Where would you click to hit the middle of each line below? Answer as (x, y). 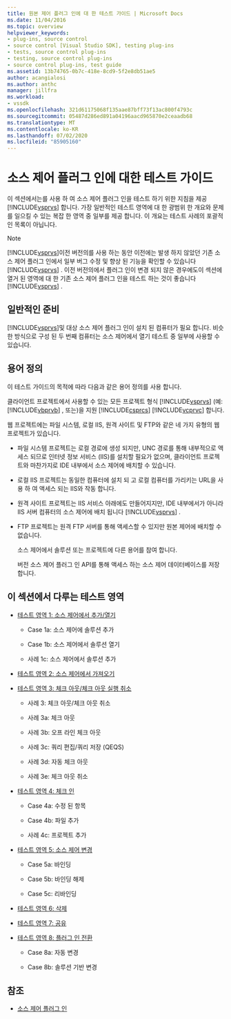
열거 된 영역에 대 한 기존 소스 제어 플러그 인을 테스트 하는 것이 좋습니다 (102, 279)
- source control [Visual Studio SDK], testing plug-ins (91, 46)
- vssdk (18, 104)
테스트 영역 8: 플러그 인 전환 (55, 938)
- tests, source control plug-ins (57, 52)
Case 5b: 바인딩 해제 (56, 879)
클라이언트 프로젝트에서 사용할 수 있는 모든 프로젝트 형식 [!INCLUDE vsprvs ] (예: (115, 401)
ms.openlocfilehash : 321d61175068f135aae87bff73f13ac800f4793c (100, 110)
